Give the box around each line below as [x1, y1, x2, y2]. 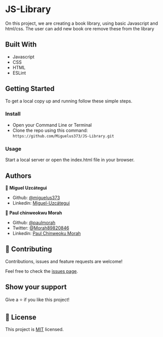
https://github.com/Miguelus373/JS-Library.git [12, 133, 114, 138]
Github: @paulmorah [12, 219, 56, 225]
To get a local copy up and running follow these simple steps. [5, 98, 132, 104]
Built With [5, 40, 37, 49]
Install [5, 110, 21, 117]
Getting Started [5, 84, 55, 93]
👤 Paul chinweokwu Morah [5, 210, 62, 216]
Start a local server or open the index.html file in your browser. [5, 157, 135, 163]
